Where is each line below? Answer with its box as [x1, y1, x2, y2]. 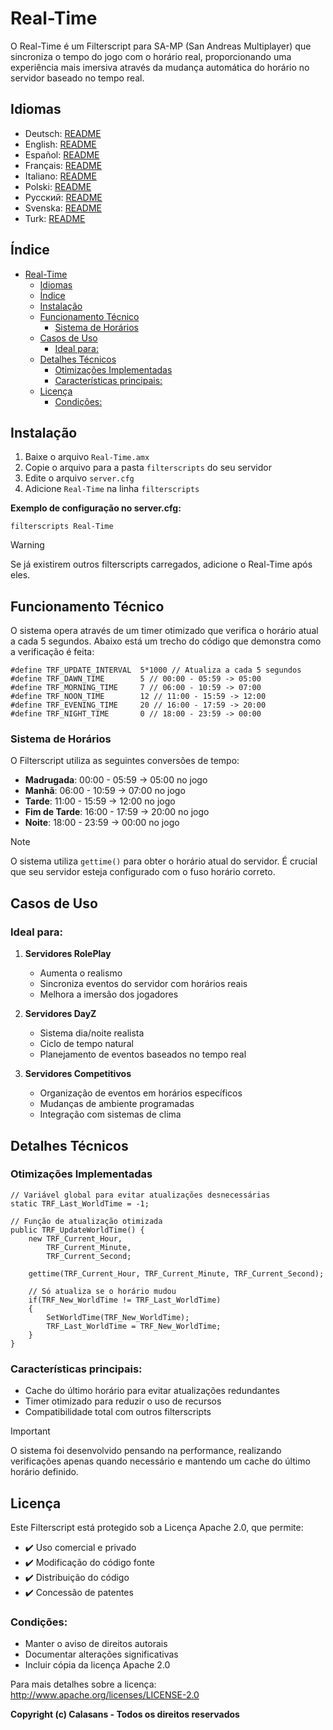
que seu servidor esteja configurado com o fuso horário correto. [10, 866, 276, 878]
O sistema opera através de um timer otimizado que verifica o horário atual [10, 625, 319, 637]
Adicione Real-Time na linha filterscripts [24, 483, 200, 495]
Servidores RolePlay [24, 948, 112, 960]
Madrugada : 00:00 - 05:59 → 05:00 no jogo [24, 774, 208, 786]
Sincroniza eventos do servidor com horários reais [39, 978, 248, 990]
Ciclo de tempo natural [39, 1038, 134, 1050]
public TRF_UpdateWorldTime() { [10, 1225, 145, 1235]
